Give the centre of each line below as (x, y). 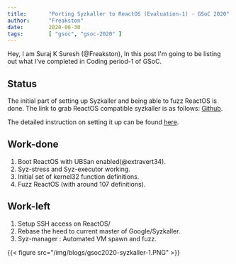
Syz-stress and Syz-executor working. (74, 169)
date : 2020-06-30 (44, 27)
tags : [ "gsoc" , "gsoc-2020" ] (64, 34)
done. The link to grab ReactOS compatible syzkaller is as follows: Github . (115, 109)
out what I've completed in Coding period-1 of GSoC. (84, 62)
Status (22, 83)
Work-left (29, 207)
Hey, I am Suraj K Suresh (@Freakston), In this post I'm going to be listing (114, 54)
